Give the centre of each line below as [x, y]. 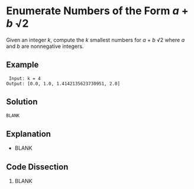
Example [22, 65]
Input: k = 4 [25, 78]
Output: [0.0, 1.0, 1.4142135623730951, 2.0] [63, 84]
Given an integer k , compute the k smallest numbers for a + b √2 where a [96, 40]
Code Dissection [37, 167]
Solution [22, 102]
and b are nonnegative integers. [45, 46]
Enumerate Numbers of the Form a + [97, 11]
